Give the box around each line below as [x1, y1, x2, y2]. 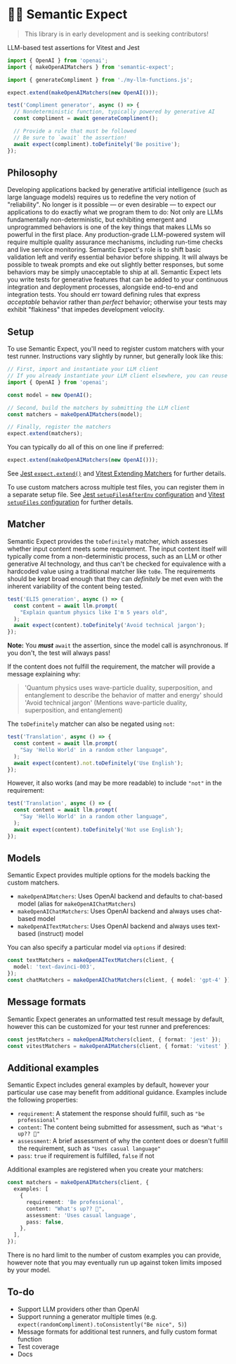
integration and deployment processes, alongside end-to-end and [7, 283, 198, 291]
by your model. [7, 1266, 51, 1274]
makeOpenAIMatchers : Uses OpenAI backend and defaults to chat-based [17, 892, 223, 901]
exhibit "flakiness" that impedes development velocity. [7, 305, 165, 314]
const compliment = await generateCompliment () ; [13, 115, 159, 122]
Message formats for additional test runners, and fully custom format [17, 1327, 218, 1336]
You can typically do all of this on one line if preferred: [7, 443, 164, 451]
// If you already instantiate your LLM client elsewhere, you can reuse [7, 372, 228, 379]
